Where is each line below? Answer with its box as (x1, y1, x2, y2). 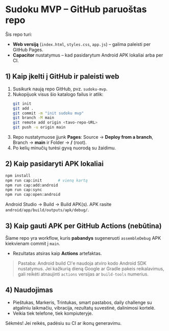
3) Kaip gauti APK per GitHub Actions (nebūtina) (5, 221, 162, 230)
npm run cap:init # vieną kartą (5, 177, 88, 183)
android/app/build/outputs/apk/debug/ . (5, 207, 89, 213)
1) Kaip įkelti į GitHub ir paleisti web (5, 72, 119, 81)
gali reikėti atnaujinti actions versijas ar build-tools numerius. (17, 271, 149, 277)
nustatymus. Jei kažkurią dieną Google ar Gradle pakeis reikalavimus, (17, 266, 164, 271)
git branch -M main (12, 115, 55, 120)
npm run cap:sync (5, 187, 42, 192)
